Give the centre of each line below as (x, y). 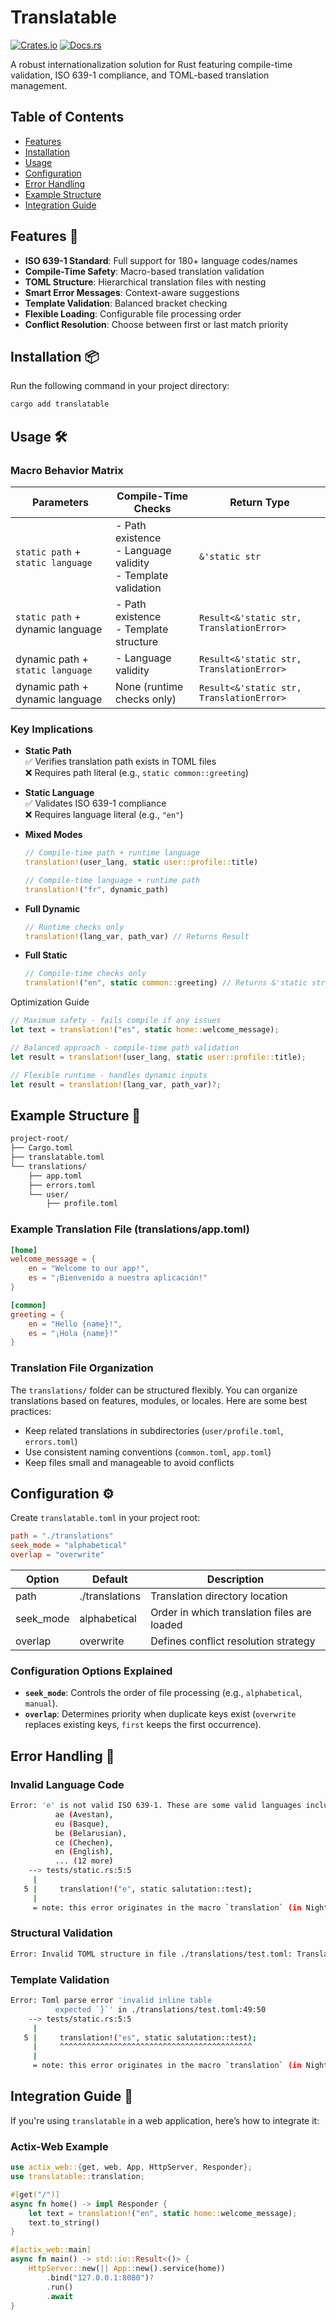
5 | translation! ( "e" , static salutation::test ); (138, 1889)
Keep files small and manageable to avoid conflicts (129, 1462)
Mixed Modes (53, 835)
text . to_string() (64, 2222)
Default (109, 1579)
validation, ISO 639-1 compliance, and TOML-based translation (140, 75)
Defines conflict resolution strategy (233, 1641)
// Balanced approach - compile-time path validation (125, 1047)
